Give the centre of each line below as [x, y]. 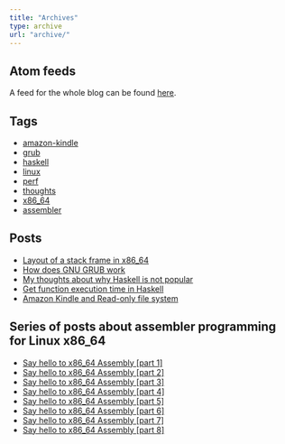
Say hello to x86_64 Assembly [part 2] [93, 372]
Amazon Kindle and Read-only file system [100, 298]
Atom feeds [43, 71]
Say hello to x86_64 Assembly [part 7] [93, 420]
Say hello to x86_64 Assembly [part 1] [92, 363]
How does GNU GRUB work [74, 269]
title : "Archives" [44, 18]
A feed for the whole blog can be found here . [93, 93]
